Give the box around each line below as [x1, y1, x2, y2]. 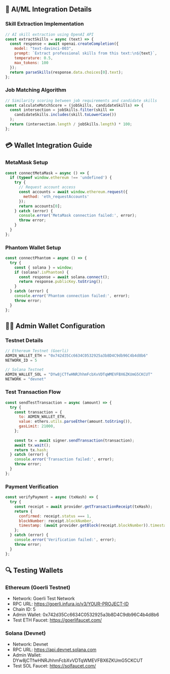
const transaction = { [14, 409, 62, 415]
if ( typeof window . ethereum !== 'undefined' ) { [10, 175, 112, 181]
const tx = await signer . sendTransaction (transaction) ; [14, 438, 135, 443]
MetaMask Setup [5, 159, 48, 166]
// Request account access [18, 185, 76, 190]
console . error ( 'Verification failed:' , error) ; [14, 537, 116, 542]
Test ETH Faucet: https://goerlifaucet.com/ [12, 617, 102, 623]
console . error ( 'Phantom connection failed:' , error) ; [14, 294, 130, 299]
